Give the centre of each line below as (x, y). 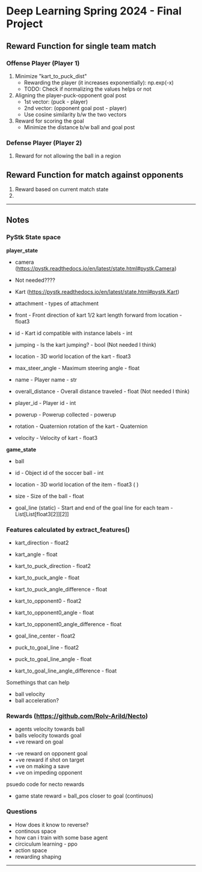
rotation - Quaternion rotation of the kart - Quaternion (81, 426)
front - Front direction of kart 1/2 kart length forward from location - (98, 315)
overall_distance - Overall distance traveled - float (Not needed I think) (102, 391)
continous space (35, 831)
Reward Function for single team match (81, 46)
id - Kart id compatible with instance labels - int (74, 333)
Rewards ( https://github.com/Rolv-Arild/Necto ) (77, 716)
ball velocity (30, 694)
